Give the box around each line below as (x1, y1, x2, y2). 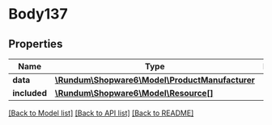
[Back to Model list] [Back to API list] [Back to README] (8, 108, 194, 118)
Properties (8, 37, 63, 51)
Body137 (8, 5, 68, 23)
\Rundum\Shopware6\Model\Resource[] (54, 88, 214, 98)
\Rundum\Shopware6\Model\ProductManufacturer (54, 74, 255, 85)
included (12, 88, 47, 98)
